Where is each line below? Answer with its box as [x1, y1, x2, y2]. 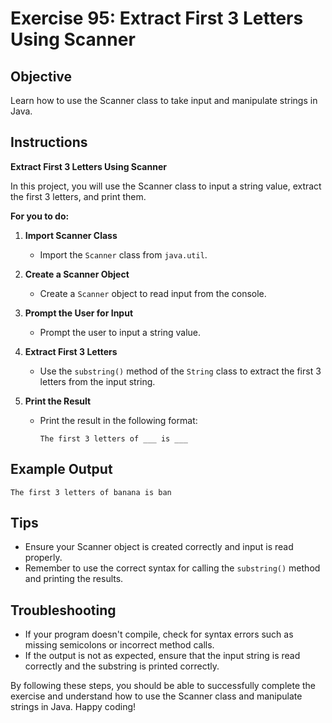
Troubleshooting [10, 602, 117, 619]
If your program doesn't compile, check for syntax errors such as [24, 628, 294, 641]
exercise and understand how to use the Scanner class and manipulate [10, 690, 303, 702]
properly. [24, 552, 63, 564]
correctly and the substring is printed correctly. [24, 660, 220, 672]
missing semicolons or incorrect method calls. [24, 639, 215, 651]
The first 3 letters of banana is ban [10, 487, 172, 497]
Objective [10, 68, 73, 85]
